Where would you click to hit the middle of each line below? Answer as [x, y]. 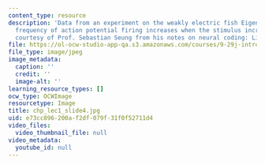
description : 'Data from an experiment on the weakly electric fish [123, 23]
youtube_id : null [44, 147]
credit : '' [33, 74]
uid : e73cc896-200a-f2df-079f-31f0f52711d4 [81, 118]
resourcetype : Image [42, 103]
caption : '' [35, 67]
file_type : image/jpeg [45, 52]
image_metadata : [35, 60]
